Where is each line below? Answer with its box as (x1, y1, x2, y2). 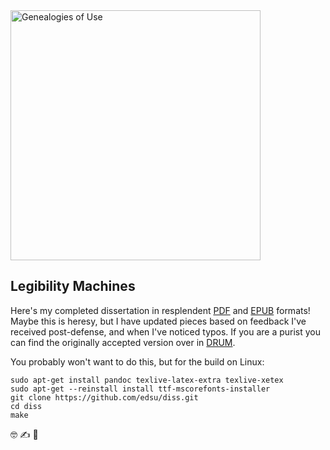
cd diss (10, 401, 43, 411)
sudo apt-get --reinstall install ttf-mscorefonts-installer (10, 384, 271, 394)
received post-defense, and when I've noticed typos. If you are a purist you (10, 325, 322, 338)
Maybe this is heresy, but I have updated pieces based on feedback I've (10, 315, 307, 327)
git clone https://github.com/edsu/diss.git (10, 392, 199, 403)
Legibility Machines (10, 278, 136, 295)
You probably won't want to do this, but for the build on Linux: (10, 355, 265, 368)
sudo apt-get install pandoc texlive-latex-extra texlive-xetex (10, 375, 284, 385)
